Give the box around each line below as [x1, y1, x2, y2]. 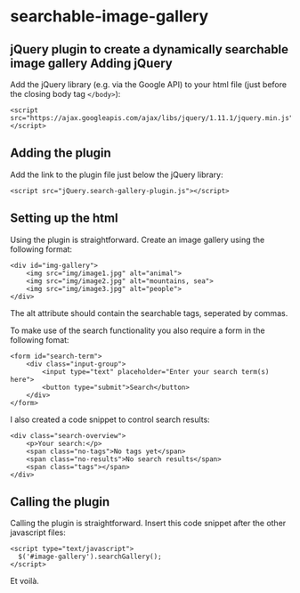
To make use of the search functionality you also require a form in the [10, 325, 265, 336]
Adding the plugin [10, 145, 112, 161]
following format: [10, 243, 73, 255]
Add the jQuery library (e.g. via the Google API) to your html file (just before [10, 79, 288, 90]
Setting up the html [10, 211, 118, 226]
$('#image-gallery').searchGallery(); [18, 552, 163, 562]
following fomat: [10, 334, 69, 345]
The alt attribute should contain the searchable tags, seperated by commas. [10, 307, 288, 318]
